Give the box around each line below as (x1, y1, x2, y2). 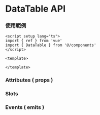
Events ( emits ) (5, 104, 45, 111)
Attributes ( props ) (5, 76, 53, 84)
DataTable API (5, 3, 66, 15)
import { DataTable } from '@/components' (5, 43, 96, 48)
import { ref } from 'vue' (5, 39, 62, 44)
